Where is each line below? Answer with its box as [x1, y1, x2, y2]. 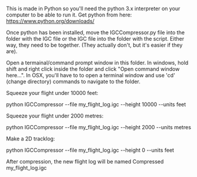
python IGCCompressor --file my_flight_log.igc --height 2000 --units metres [6, 124, 192, 130]
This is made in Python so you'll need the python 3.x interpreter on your [6, 5, 180, 12]
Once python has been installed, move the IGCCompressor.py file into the [6, 29, 185, 36]
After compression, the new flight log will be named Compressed [6, 158, 164, 165]
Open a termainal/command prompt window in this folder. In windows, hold [6, 59, 189, 66]
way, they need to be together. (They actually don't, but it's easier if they [6, 41, 183, 48]
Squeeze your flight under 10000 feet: [6, 90, 98, 96]
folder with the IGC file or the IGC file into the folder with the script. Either [6, 35, 185, 42]
